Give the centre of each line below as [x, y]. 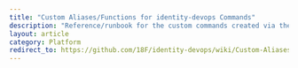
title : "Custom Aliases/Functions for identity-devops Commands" [132, 17]
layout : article [39, 34]
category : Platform [45, 42]
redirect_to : [33, 50]
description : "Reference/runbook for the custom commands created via [142, 26]
